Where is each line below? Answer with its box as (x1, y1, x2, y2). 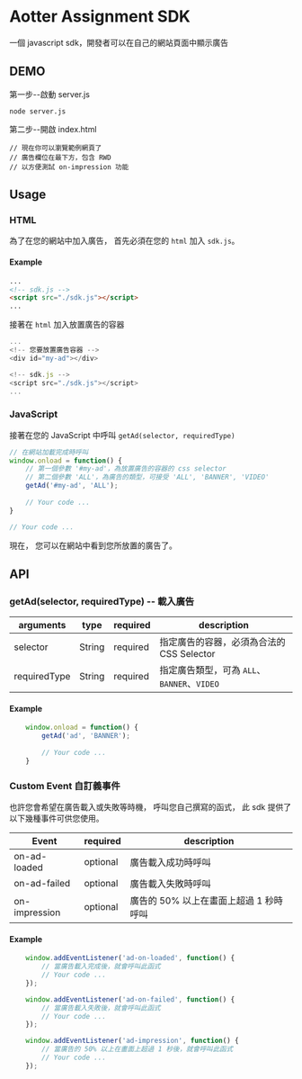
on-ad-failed (13, 877, 71, 890)
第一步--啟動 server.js (9, 88, 90, 100)
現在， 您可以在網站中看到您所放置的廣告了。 (9, 540, 177, 551)
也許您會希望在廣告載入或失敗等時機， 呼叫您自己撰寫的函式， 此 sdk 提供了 (9, 802, 292, 813)
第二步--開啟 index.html (9, 123, 97, 134)
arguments (18, 619, 67, 632)
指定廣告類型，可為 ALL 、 (159, 664, 267, 677)
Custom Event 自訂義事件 (9, 779, 121, 792)
